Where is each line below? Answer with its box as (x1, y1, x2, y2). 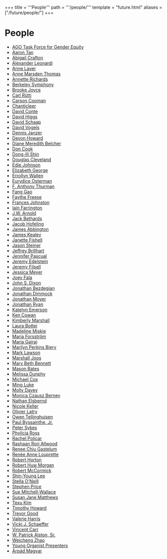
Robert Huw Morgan (12, 462, 54, 468)
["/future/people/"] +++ (5, 10, 54, 16)
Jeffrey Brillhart (12, 247, 45, 254)
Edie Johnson (12, 161, 41, 168)
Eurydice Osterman (12, 178, 52, 184)
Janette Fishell (12, 237, 43, 243)
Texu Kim (12, 499, 32, 506)
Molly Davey (12, 387, 38, 393)
